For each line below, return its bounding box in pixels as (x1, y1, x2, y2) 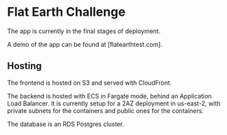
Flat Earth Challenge (7, 4, 126, 20)
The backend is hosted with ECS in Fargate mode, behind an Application (7, 92, 212, 100)
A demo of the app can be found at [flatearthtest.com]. (7, 40, 163, 48)
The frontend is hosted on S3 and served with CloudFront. (7, 79, 172, 87)
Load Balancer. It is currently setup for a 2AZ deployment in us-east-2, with (7, 99, 221, 107)
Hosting (7, 60, 43, 72)
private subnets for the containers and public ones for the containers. (7, 106, 204, 114)
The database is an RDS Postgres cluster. (7, 120, 125, 128)
